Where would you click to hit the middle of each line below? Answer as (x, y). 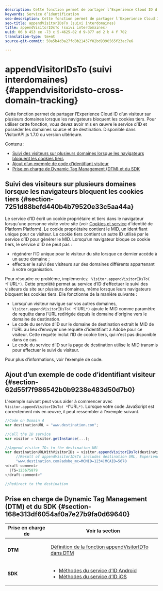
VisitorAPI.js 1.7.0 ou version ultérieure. (44, 135)
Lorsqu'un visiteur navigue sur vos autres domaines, (65, 304)
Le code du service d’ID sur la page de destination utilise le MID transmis (85, 345)
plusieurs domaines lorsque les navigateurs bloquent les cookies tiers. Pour (81, 119)
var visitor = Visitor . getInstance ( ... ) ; (48, 439)
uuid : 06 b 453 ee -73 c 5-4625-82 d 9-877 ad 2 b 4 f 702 (66, 32)
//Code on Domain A (25, 421)
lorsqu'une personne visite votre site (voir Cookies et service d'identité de (79, 223)
